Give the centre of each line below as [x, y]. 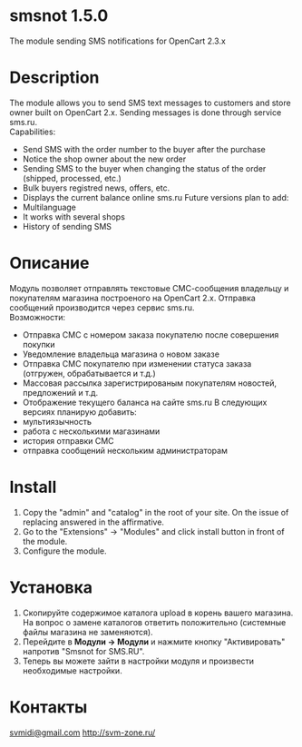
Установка [51, 587]
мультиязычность [57, 421]
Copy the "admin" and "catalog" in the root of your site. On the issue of [156, 512]
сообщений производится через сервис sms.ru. [102, 307]
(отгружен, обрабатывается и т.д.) [89, 373]
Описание [49, 263]
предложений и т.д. [60, 392]
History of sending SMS [67, 226]
